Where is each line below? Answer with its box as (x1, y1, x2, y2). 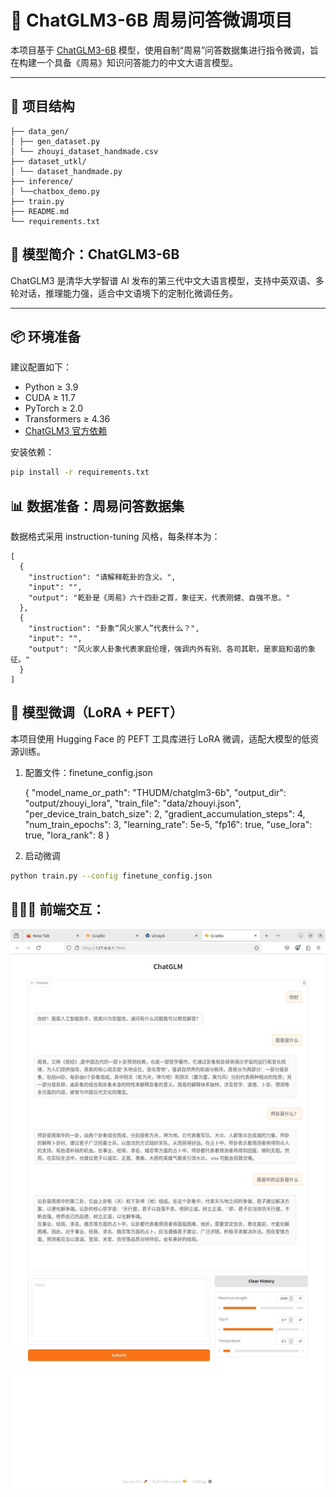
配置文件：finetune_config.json (24, 766, 153, 778)
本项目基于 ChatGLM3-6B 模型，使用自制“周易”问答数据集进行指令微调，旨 (10, 44, 320, 56)
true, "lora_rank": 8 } (24, 829, 110, 841)
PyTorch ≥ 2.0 (24, 402, 83, 415)
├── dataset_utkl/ (10, 156, 87, 166)
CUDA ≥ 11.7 (24, 392, 77, 404)
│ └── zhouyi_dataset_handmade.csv (10, 146, 159, 156)
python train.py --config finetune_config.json (10, 871, 213, 881)
